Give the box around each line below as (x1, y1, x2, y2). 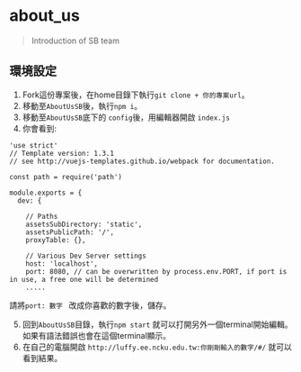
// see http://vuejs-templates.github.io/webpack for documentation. (9, 157, 276, 166)
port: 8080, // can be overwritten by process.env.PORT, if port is (25, 267, 288, 276)
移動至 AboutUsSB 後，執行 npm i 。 (22, 100, 143, 111)
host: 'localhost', (25, 259, 99, 268)
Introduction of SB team (31, 35, 120, 46)
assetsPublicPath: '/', (25, 227, 115, 237)
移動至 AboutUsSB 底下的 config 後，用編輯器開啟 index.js (22, 112, 231, 122)
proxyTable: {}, (25, 235, 87, 244)
